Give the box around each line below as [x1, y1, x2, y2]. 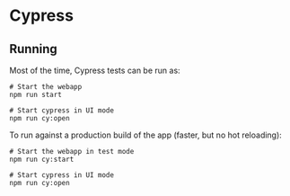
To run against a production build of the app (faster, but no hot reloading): [9, 129, 283, 140]
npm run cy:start [9, 155, 75, 164]
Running [9, 41, 58, 57]
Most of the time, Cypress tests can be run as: [9, 65, 181, 76]
